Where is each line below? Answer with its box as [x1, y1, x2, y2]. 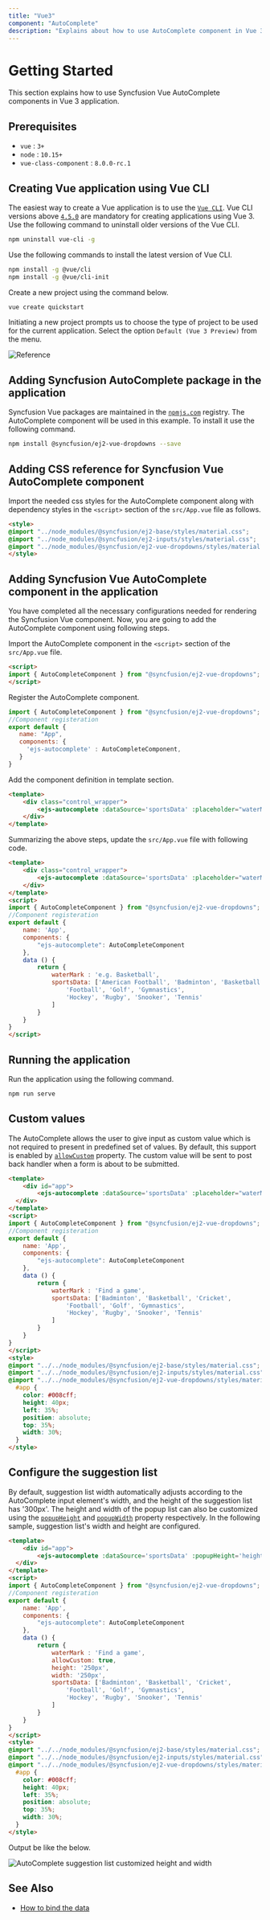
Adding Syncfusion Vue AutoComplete [8, 572, 207, 586]
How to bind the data [19, 1902, 90, 1913]
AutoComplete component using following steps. [8, 624, 170, 633]
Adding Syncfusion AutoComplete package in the [8, 373, 262, 387]
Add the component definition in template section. [8, 775, 174, 784]
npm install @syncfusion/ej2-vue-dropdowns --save [8, 440, 182, 448]
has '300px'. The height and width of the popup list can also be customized [8, 1504, 259, 1513]
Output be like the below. [8, 1842, 91, 1852]
